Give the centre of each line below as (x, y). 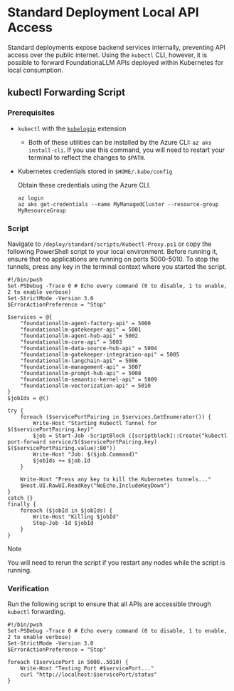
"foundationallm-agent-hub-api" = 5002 (79, 336)
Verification (28, 588)
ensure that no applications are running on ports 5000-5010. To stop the (113, 259)
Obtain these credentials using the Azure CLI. (84, 185)
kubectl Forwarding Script (67, 92)
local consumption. (35, 70)
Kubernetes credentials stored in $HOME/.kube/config (95, 171)
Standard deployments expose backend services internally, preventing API (117, 47)
